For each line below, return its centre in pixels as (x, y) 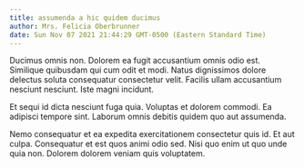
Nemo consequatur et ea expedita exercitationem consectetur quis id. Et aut (152, 134)
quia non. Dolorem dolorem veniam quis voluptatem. (107, 153)
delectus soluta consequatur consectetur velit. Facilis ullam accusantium (146, 80)
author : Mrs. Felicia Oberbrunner (75, 26)
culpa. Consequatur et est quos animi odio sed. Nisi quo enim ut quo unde (148, 144)
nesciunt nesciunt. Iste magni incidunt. (82, 89)
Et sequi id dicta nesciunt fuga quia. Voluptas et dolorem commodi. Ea (141, 107)
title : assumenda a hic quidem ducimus (85, 18)
